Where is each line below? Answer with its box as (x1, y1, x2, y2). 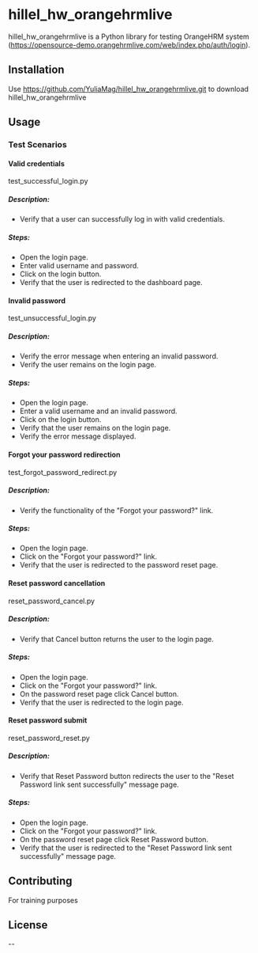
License (8, 918, 48, 932)
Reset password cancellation (8, 579, 106, 588)
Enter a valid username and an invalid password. (19, 406, 178, 416)
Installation (8, 63, 65, 77)
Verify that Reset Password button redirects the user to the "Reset (19, 771, 234, 780)
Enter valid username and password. (19, 261, 140, 271)
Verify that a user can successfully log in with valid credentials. (19, 215, 226, 224)
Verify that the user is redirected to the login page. (19, 697, 184, 707)
